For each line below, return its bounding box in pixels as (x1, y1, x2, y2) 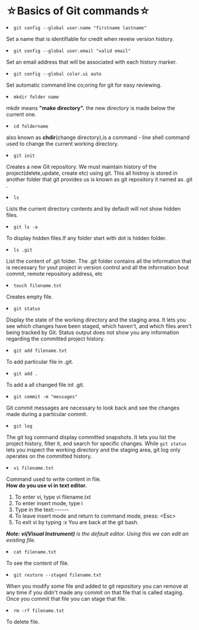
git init (14, 153, 36, 159)
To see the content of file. (6, 559, 70, 566)
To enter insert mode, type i (14, 499, 83, 506)
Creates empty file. (6, 293, 53, 300)
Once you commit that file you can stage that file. (6, 595, 127, 602)
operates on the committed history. (6, 452, 92, 459)
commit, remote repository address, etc (6, 270, 103, 277)
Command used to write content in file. (6, 475, 102, 483)
